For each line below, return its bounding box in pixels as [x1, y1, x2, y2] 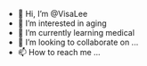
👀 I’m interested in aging [17, 18, 107, 29]
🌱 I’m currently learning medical [17, 28, 135, 37]
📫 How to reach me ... [17, 47, 101, 57]
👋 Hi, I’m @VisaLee [17, 9, 88, 19]
